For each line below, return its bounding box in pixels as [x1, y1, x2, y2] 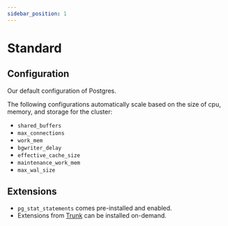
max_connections [17, 130, 65, 137]
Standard [7, 40, 62, 56]
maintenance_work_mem [17, 159, 80, 166]
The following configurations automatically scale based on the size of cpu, [7, 100, 221, 108]
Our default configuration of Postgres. [7, 86, 116, 95]
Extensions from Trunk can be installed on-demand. [17, 211, 167, 220]
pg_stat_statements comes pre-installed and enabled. [17, 204, 172, 213]
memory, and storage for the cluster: [7, 107, 113, 116]
